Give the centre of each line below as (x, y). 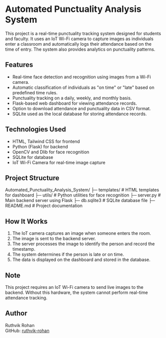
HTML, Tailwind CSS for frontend (46, 141)
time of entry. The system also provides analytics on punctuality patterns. (80, 49)
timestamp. (24, 249)
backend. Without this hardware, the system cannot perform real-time (77, 292)
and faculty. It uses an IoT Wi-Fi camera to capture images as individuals (79, 39)
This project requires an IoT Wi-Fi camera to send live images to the (74, 287)
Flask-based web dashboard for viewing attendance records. (75, 103)
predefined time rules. (35, 92)
